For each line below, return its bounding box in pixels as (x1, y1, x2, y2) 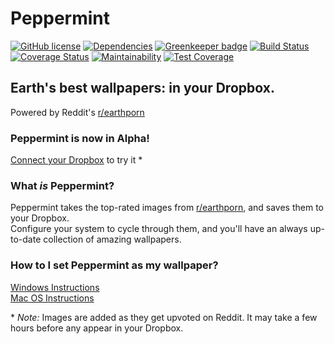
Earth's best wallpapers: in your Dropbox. (10, 80, 275, 97)
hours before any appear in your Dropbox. (10, 322, 184, 334)
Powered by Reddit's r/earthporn (10, 106, 145, 118)
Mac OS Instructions (10, 292, 95, 304)
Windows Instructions (10, 281, 100, 293)
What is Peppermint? (10, 178, 115, 192)
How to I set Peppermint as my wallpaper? (10, 258, 219, 272)
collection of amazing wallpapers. (43, 233, 182, 246)
